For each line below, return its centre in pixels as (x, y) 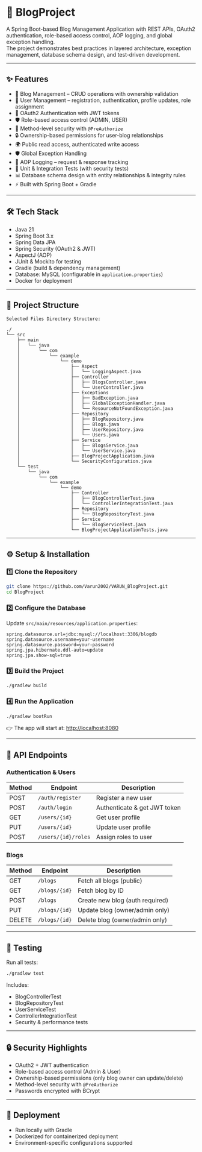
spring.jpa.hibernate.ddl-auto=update (55, 650)
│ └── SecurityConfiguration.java (84, 461)
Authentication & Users (41, 772)
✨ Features (27, 79)
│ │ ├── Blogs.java (68, 424)
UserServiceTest (35, 1010)
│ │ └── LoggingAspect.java (79, 372)
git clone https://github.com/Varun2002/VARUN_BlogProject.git (87, 587)
